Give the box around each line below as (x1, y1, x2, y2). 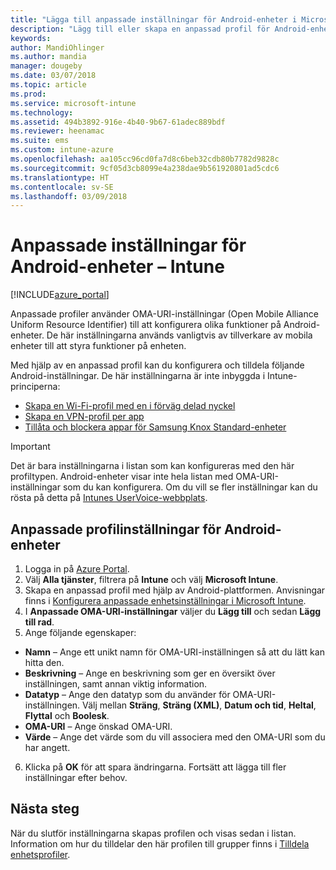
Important (10, 441, 51, 453)
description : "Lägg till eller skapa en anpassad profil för (10, 24, 271, 34)
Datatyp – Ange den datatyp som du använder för (24, 689, 231, 700)
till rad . (24, 616, 55, 628)
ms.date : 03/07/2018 (10, 71, 97, 81)
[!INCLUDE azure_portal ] (10, 289, 110, 301)
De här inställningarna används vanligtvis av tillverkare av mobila (46, 329, 313, 341)
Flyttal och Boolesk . (24, 710, 110, 721)
